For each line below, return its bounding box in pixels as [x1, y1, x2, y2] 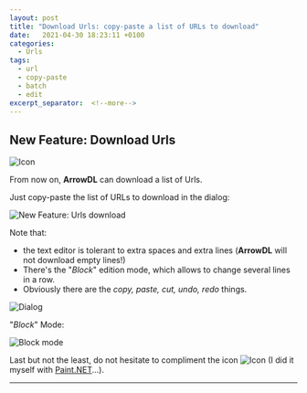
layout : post [9, 13, 59, 23]
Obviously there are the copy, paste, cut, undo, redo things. [22, 284, 248, 295]
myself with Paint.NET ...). [9, 365, 105, 376]
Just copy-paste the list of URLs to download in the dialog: [9, 192, 230, 203]
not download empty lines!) [22, 255, 126, 266]
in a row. [22, 274, 55, 285]
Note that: [9, 228, 48, 239]
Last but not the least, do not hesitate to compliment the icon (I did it [9, 355, 294, 366]
